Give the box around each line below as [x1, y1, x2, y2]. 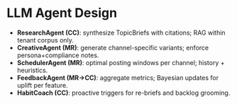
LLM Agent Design [6, 5, 118, 21]
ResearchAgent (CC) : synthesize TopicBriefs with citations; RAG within [16, 28, 226, 37]
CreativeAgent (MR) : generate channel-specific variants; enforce [16, 43, 209, 52]
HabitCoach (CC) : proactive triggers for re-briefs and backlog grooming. [16, 88, 231, 97]
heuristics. [16, 66, 48, 74]
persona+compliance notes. [16, 51, 99, 59]
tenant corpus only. [16, 35, 74, 44]
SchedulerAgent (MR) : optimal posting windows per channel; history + [16, 58, 225, 67]
